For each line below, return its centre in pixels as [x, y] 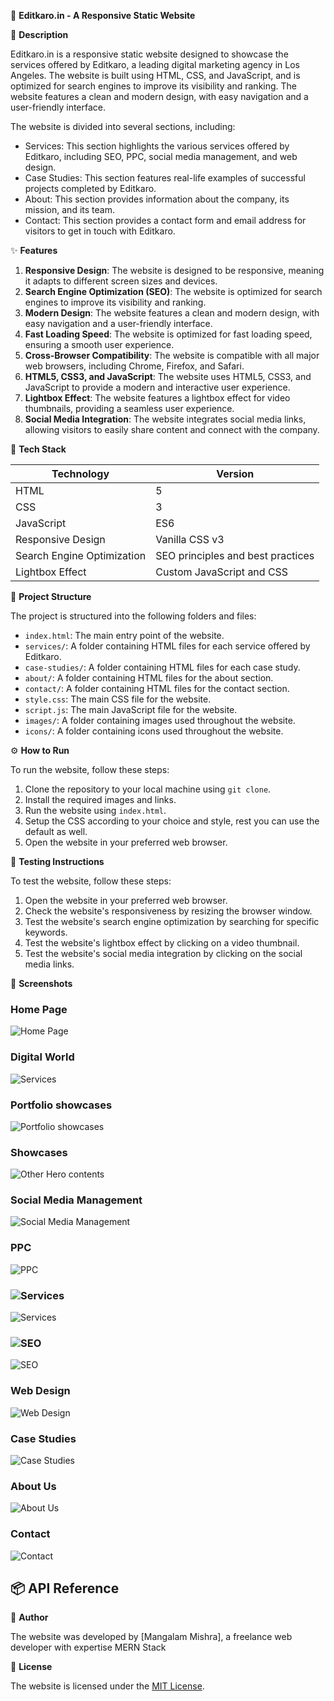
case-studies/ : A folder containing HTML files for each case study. [162, 667]
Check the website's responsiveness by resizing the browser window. [168, 911]
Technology [80, 473]
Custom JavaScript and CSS [222, 572]
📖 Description [39, 34]
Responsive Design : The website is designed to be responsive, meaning [174, 270]
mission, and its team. [69, 209]
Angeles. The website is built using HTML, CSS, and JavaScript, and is [155, 75]
